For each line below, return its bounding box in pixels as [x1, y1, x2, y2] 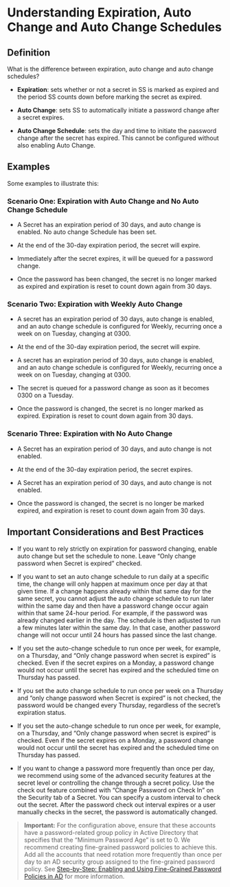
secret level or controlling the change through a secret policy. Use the [16, 779, 215, 787]
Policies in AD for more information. [23, 872, 125, 880]
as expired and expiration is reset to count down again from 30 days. [16, 283, 212, 291]
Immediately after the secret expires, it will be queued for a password [16, 255, 214, 263]
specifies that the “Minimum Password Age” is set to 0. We [23, 836, 191, 844]
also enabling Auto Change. [16, 141, 96, 149]
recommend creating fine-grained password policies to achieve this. [23, 842, 218, 851]
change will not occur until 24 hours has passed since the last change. [16, 630, 218, 639]
